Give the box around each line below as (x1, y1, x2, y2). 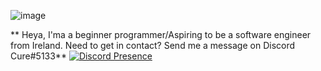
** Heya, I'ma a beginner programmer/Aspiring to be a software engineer (10, 29, 312, 40)
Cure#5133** (10, 50, 67, 62)
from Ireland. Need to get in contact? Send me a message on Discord (10, 40, 296, 51)
